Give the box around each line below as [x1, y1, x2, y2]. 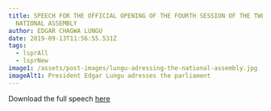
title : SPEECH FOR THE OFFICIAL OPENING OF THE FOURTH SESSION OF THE [8, 11, 251, 20]
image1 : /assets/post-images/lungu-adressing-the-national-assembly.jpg [8, 64, 258, 72]
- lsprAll [15, 49, 48, 57]
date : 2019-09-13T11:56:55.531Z [8, 34, 117, 43]
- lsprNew [15, 57, 48, 65]
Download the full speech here [8, 93, 110, 103]
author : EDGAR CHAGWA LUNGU [8, 27, 103, 35]
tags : [8, 42, 27, 50]
